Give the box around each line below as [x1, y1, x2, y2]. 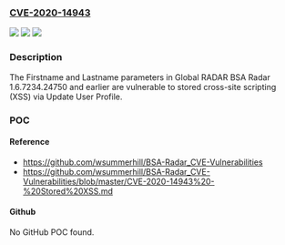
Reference [9, 137, 50, 148]
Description [9, 51, 63, 64]
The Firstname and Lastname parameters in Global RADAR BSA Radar [9, 71, 270, 83]
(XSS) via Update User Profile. [9, 91, 123, 102]
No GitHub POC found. [9, 226, 95, 238]
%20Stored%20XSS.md [22, 185, 114, 197]
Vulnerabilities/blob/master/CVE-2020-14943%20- [22, 176, 216, 187]
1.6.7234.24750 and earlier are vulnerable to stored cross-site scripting [9, 81, 277, 92]
